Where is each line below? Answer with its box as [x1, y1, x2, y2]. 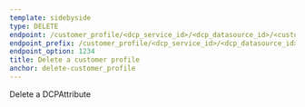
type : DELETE [9, 22, 59, 31]
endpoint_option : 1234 [9, 47, 95, 56]
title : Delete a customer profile [9, 55, 141, 64]
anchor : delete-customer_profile [9, 64, 136, 73]
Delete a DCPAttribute [9, 88, 92, 100]
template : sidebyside [9, 13, 92, 23]
